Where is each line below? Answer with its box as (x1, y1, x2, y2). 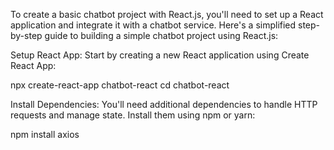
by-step (10, 30, 43, 41)
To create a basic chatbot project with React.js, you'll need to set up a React (10, 9, 324, 20)
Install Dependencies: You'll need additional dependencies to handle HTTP (10, 99, 318, 110)
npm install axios (10, 129, 80, 140)
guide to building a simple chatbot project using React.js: (44, 30, 279, 41)
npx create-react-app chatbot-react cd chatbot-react (10, 79, 230, 91)
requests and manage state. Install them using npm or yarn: (10, 109, 256, 121)
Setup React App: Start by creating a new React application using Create (10, 49, 310, 61)
